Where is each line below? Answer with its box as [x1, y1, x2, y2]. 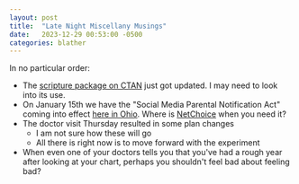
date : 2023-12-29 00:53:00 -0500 [9, 30, 143, 39]
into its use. [22, 90, 66, 101]
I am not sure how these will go [35, 127, 152, 139]
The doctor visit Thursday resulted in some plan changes [22, 118, 234, 129]
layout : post [9, 13, 59, 22]
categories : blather [9, 38, 87, 48]
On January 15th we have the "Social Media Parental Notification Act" [22, 100, 281, 110]
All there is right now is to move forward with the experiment [35, 137, 260, 148]
